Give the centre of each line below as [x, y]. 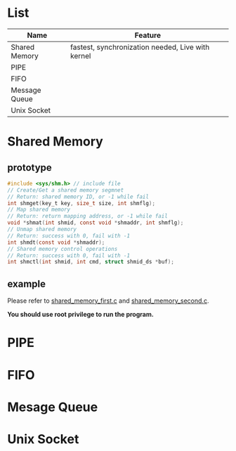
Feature [148, 35]
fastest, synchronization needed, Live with [140, 47]
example [27, 283]
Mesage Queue [53, 407]
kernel [80, 55]
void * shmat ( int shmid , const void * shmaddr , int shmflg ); [96, 223]
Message [26, 90]
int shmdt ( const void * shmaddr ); [56, 242]
